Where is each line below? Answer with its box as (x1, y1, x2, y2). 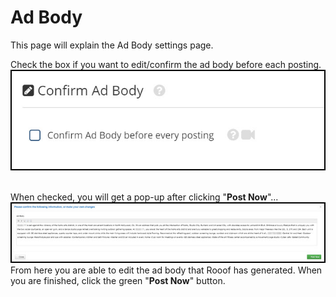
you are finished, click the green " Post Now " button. (10, 275, 226, 287)
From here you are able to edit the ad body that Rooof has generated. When (10, 264, 323, 276)
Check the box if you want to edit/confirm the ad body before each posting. (10, 58, 322, 70)
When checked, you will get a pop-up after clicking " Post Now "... (10, 191, 279, 203)
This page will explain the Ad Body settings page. (10, 39, 214, 51)
